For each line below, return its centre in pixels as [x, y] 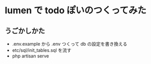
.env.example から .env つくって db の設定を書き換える [70, 44]
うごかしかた [25, 31]
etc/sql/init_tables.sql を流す [42, 50]
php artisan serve [31, 56]
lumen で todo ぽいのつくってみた [76, 10]
